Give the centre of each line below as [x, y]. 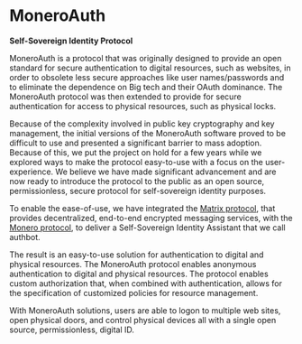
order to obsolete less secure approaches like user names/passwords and [147, 77]
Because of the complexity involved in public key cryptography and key [142, 124]
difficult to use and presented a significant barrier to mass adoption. [136, 143]
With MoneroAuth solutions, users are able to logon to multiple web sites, [145, 310]
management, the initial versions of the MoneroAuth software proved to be [148, 133]
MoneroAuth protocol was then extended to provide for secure [125, 97]
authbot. [25, 237]
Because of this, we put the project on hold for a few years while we [136, 152]
